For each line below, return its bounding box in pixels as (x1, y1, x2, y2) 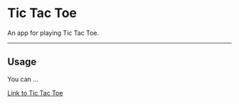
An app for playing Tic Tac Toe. (7, 28, 100, 37)
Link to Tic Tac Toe (7, 88, 63, 97)
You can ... (7, 75, 39, 83)
